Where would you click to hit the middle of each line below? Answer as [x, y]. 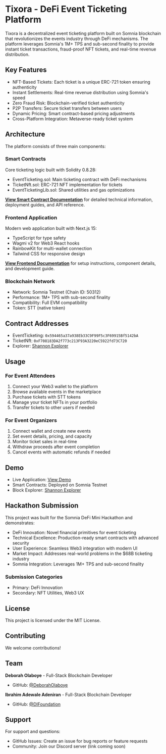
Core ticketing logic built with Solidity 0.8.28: [51, 170]
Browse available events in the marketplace [57, 392]
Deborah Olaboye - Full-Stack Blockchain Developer [59, 675]
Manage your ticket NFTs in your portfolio [55, 402]
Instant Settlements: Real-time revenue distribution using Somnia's [80, 92]
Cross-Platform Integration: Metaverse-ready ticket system [73, 119]
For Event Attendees [30, 376]
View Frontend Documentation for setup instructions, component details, [81, 263]
